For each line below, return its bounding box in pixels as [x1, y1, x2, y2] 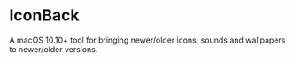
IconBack [9, 5, 80, 26]
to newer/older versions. [9, 43, 98, 54]
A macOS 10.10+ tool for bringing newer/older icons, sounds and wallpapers [9, 35, 286, 45]
